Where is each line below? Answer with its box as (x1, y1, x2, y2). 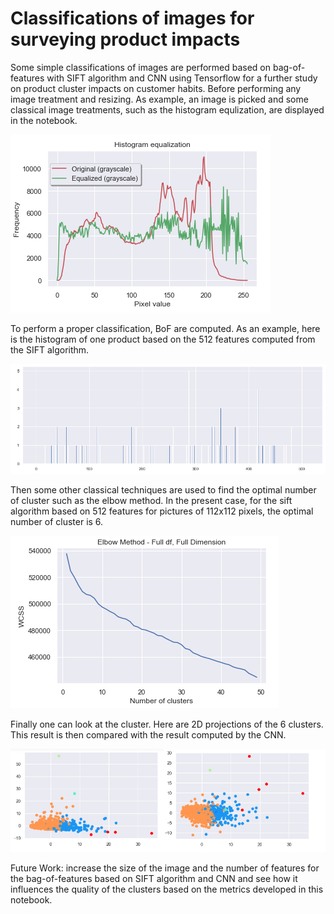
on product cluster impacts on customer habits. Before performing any (10, 82, 302, 94)
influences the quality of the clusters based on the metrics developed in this (10, 883, 324, 895)
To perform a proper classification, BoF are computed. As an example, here (10, 322, 321, 334)
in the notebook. (10, 114, 78, 126)
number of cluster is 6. (10, 515, 104, 527)
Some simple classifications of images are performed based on (10, 61, 272, 73)
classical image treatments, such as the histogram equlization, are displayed (10, 103, 325, 116)
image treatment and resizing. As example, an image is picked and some (10, 93, 309, 105)
